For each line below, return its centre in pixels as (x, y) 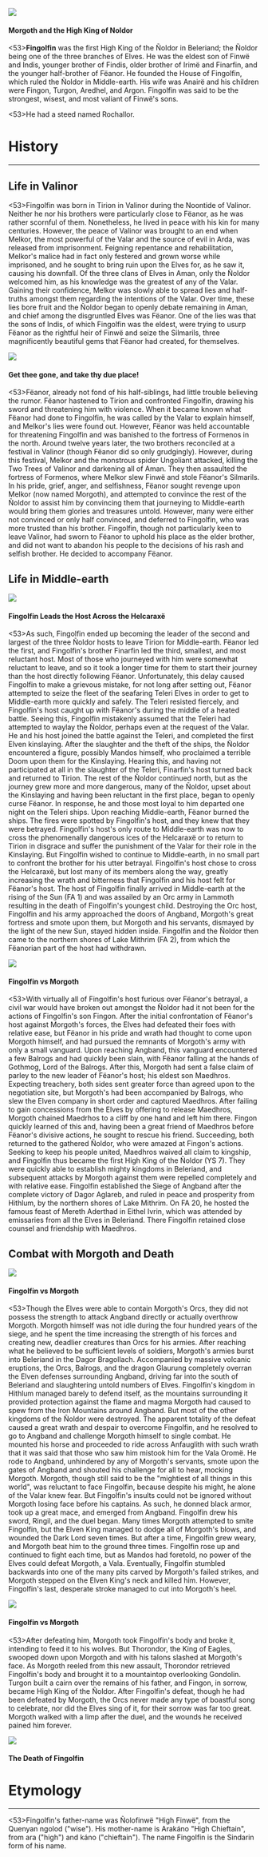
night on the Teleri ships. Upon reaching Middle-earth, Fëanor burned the (129, 813)
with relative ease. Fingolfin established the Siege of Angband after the (125, 1186)
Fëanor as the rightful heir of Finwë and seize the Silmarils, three (114, 333)
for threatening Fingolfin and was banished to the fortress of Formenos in (129, 435)
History (33, 147)
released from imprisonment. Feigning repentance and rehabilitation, (121, 247)
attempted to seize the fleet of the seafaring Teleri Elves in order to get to (129, 693)
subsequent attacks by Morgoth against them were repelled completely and (132, 1178)
